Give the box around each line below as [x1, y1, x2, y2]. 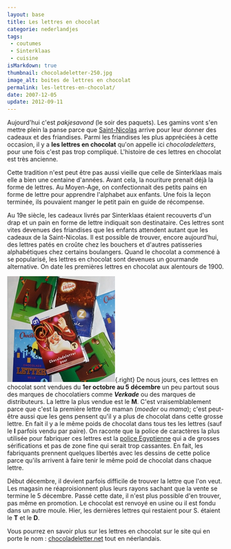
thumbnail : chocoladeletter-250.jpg [7, 69, 112, 76]
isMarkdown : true [7, 62, 57, 69]
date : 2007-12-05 [7, 91, 57, 98]
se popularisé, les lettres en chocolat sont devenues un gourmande [7, 256, 199, 264]
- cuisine [10, 55, 39, 62]
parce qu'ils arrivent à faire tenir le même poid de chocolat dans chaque [7, 456, 212, 465]
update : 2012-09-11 [7, 99, 63, 106]
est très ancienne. [7, 155, 59, 164]
